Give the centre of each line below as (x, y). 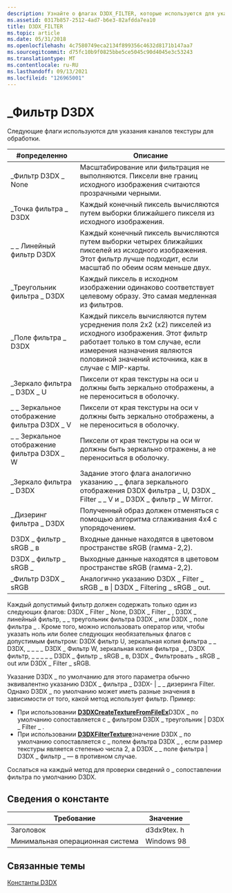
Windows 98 (166, 841)
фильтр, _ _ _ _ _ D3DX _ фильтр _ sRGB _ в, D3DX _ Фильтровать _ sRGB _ (114, 656)
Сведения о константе (58, 799)
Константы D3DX (32, 882)
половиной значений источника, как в (144, 359)
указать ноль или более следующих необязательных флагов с (99, 634)
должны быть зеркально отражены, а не (148, 449)
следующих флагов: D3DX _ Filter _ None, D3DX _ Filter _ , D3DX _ (102, 612)
